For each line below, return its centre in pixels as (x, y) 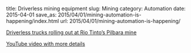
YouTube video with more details (46, 44)
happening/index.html (33, 21)
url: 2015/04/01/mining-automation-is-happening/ (120, 21)
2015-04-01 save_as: (31, 15)
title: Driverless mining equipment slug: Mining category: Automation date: (96, 9)
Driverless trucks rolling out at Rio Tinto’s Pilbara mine (71, 32)
